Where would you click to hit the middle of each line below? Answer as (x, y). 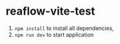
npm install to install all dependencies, (64, 28)
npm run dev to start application (54, 34)
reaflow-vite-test (51, 11)
